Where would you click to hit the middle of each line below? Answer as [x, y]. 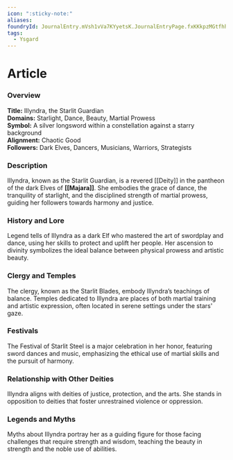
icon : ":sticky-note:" [40, 14]
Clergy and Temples [42, 276]
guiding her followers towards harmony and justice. [80, 203]
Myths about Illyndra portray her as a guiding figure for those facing [104, 434]
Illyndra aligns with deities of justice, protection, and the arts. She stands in [114, 394]
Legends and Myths [42, 419]
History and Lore [36, 221]
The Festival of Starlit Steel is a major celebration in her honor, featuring [110, 346]
